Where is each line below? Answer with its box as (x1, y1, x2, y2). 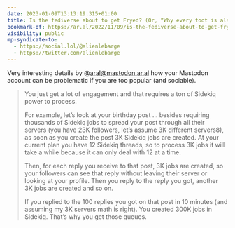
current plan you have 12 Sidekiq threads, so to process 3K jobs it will (24, 140, 225, 149)
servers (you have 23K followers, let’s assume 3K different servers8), (24, 126, 224, 134)
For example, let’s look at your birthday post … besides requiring (24, 110, 210, 119)
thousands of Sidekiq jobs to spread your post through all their (24, 118, 205, 126)
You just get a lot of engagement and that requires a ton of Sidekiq (24, 89, 217, 98)
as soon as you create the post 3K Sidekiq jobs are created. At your (24, 133, 219, 141)
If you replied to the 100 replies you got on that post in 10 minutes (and (24, 197, 228, 206)
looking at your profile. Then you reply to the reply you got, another (24, 176, 219, 185)
